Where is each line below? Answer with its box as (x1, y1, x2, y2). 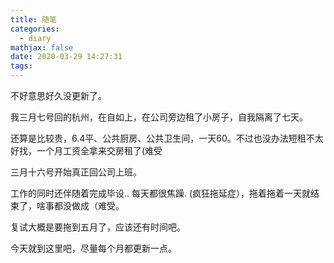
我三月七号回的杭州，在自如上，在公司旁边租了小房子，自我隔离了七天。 (10, 111, 308, 123)
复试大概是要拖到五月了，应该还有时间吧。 (10, 221, 186, 233)
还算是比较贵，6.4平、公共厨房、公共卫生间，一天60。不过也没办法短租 (10, 132, 307, 144)
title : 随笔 (10, 14, 57, 25)
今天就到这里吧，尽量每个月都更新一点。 (10, 242, 177, 254)
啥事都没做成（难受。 (36, 200, 125, 211)
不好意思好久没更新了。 (10, 90, 107, 101)
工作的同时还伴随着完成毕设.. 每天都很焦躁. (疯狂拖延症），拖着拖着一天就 (10, 187, 312, 199)
